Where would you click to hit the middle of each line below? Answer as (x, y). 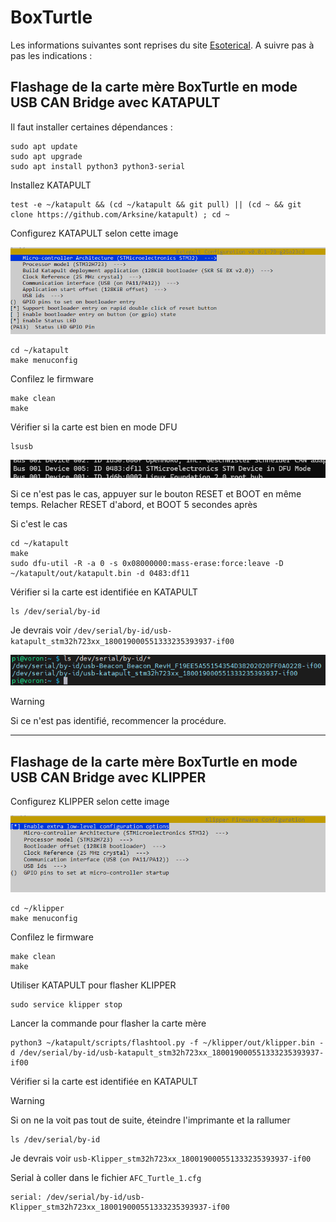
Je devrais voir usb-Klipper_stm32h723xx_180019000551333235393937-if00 (161, 1158)
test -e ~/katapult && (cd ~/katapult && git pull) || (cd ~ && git (156, 204)
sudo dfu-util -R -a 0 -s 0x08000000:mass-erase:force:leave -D (147, 564)
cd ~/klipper (37, 908)
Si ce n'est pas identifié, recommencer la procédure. (118, 721)
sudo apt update (44, 146)
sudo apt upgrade (46, 156)
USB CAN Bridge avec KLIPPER (108, 777)
